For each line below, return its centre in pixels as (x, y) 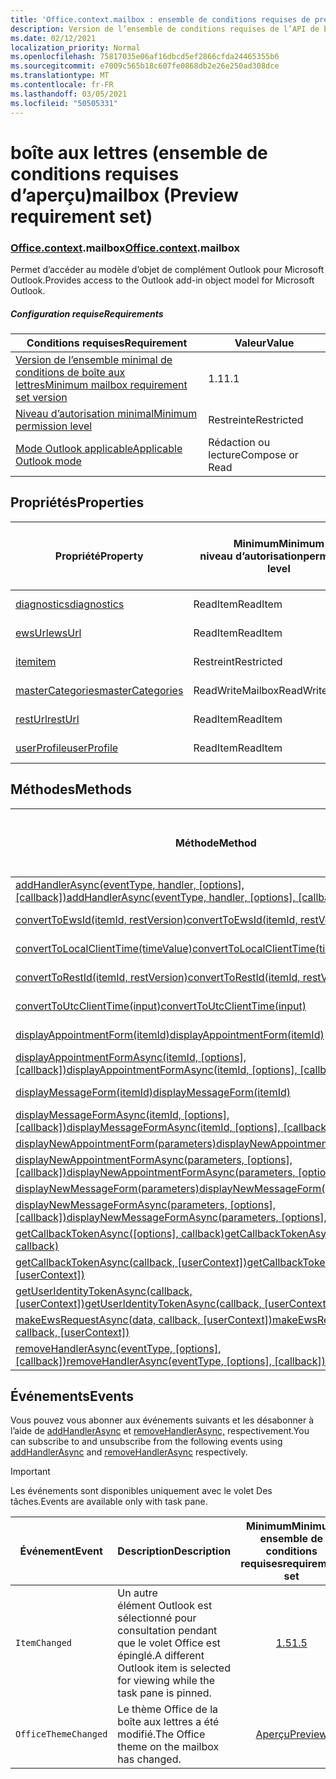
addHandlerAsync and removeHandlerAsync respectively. (129, 1452)
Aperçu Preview (291, 1734)
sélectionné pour (157, 1618)
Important (30, 1472)
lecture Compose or (253, 454)
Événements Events (72, 1396)
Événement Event (61, 1551)
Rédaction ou (239, 442)
